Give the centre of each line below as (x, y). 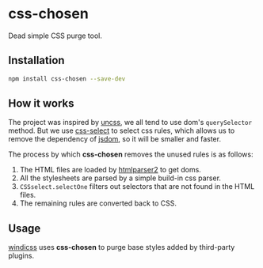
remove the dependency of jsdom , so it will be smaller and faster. (115, 139)
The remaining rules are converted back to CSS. (98, 203)
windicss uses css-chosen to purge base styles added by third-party (122, 247)
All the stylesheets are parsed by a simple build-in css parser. (120, 178)
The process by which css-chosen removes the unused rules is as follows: (131, 154)
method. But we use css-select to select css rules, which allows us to (122, 130)
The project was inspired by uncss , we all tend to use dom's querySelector (130, 123)
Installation (36, 60)
